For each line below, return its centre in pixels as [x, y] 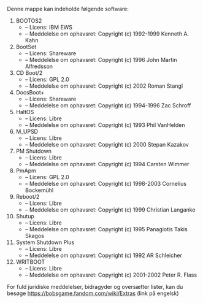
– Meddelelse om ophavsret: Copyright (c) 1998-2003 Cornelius [105, 184]
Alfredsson [39, 66]
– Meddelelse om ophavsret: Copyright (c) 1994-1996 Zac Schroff [108, 105]
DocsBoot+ [30, 92]
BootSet [26, 47]
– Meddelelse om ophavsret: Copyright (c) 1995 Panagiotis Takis [106, 229]
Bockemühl [39, 190]
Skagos [35, 236]
